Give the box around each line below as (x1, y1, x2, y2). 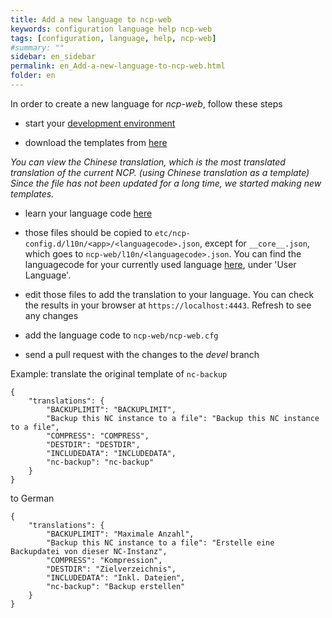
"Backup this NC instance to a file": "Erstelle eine (46, 537, 275, 548)
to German (10, 492, 55, 504)
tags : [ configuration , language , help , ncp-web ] (10, 33, 217, 43)
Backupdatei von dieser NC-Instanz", (10, 546, 168, 556)
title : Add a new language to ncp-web (10, 14, 172, 25)
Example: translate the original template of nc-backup (10, 367, 228, 380)
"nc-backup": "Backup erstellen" (46, 581, 186, 591)
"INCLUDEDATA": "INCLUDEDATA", (46, 448, 177, 458)
